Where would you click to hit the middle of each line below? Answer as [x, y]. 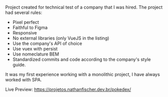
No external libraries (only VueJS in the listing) [61, 38]
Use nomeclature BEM [36, 54]
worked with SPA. [23, 80]
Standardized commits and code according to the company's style [82, 59]
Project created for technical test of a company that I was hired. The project [84, 7]
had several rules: [24, 12]
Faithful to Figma [30, 27]
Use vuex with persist [35, 49]
